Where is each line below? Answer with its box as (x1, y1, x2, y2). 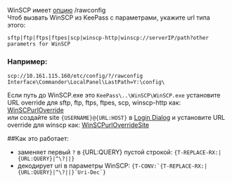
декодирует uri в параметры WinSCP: (17, 161, 131, 170)
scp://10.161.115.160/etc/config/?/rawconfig (7, 73, 143, 80)
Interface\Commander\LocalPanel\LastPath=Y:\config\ (7, 79, 165, 86)
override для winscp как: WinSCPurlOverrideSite (7, 121, 150, 129)
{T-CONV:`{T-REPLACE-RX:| (131, 163, 207, 170)
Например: (7, 56, 48, 66)
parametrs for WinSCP (7, 41, 71, 48)
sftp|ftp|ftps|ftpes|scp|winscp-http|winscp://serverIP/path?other (7, 34, 210, 41)
